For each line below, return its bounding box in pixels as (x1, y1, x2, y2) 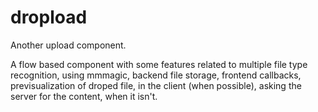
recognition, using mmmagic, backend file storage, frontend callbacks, (10, 69, 302, 81)
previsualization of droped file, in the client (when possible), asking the (10, 79, 302, 91)
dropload (10, 6, 88, 29)
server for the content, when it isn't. (10, 90, 158, 102)
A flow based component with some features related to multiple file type (10, 58, 308, 70)
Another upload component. (10, 39, 127, 51)
